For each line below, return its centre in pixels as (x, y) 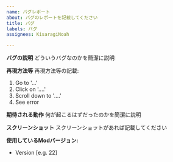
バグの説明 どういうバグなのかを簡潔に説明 (60, 58)
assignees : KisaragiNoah (38, 35)
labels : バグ (22, 29)
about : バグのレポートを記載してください (52, 18)
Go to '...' (26, 83)
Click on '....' (30, 89)
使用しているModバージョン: (42, 141)
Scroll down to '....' (38, 96)
